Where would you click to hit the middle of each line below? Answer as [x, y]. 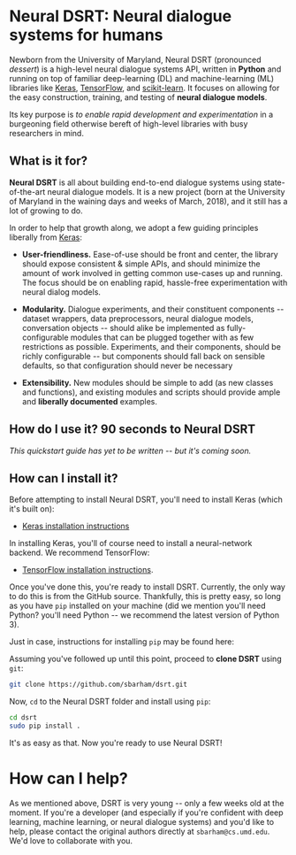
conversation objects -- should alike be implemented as [123, 327]
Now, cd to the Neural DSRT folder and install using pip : [110, 702]
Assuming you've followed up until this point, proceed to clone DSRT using [145, 659]
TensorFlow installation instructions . [87, 570]
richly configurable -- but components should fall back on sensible [144, 356]
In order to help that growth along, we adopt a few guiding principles [134, 227]
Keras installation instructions [76, 526]
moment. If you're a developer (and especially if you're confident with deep [147, 813]
